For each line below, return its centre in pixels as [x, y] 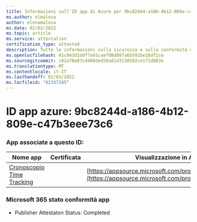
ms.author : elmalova [31, 17]
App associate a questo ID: [45, 143]
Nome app [27, 157]
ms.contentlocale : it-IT [36, 72]
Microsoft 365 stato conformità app [58, 200]
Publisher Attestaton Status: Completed [62, 213]
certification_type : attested [43, 45]
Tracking [21, 182]
